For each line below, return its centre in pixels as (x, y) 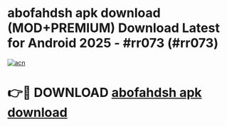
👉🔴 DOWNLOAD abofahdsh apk (105, 93)
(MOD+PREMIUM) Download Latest (114, 28)
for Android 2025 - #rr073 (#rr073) (113, 43)
